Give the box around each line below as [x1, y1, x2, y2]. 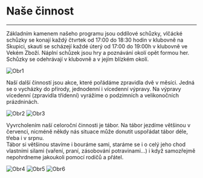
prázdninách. [6, 98, 39, 105]
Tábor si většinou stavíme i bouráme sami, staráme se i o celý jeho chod [6, 141, 186, 148]
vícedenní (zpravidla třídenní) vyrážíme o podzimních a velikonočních [6, 92, 179, 99]
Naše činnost [6, 4, 74, 18]
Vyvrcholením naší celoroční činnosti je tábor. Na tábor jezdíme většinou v [6, 121, 191, 129]
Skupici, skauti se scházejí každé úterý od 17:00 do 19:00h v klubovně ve [6, 42, 188, 49]
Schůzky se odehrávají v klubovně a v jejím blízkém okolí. [6, 56, 149, 63]
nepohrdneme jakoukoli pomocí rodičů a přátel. [6, 153, 124, 161]
